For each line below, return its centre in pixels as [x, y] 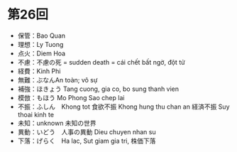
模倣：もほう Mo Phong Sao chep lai [71, 97]
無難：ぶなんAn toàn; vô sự [57, 80]
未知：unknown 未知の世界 [57, 123]
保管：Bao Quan [42, 36]
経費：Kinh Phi [39, 71]
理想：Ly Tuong [40, 44]
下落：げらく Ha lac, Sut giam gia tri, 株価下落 [87, 141]
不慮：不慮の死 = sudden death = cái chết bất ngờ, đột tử [101, 62]
